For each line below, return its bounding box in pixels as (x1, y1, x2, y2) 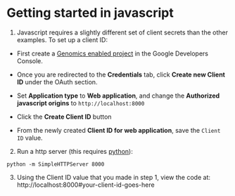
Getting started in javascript (6, 5, 174, 21)
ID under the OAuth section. (16, 77, 98, 86)
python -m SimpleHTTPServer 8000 (6, 160, 105, 168)
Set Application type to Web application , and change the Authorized (16, 91, 220, 100)
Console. (16, 56, 44, 65)
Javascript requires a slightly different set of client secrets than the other (16, 28, 228, 37)
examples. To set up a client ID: (16, 35, 108, 44)
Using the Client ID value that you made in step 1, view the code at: (16, 173, 211, 181)
